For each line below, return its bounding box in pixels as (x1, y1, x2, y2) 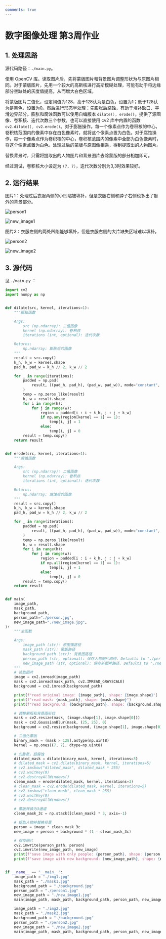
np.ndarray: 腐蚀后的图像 (23, 492, 72, 497)
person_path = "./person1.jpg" (14, 888, 79, 893)
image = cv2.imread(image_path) (14, 675, 81, 680)
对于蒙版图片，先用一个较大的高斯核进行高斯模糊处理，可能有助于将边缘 (13, 82, 161, 88)
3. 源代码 (5, 263, 33, 272)
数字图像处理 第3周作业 (5, 30, 100, 41)
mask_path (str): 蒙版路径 (23, 647, 76, 652)
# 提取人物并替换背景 (14, 820, 52, 825)
